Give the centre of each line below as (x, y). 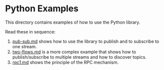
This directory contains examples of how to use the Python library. (73, 22)
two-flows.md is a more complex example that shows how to (74, 52)
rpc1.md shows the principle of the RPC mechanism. (65, 62)
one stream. (24, 46)
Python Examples (42, 9)
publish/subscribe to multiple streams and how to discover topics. (79, 57)
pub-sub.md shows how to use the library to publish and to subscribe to (86, 41)
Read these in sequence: (30, 32)
